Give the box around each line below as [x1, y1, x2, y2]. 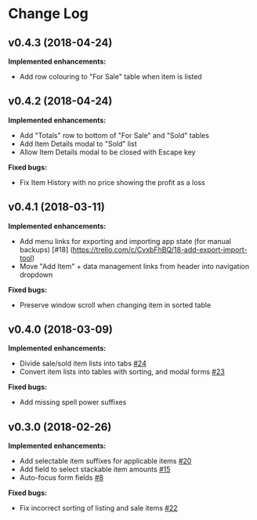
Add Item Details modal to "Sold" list [19, 139, 137, 148]
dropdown [19, 270, 53, 279]
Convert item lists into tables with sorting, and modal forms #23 [19, 367, 225, 376]
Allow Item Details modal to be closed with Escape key [19, 147, 196, 157]
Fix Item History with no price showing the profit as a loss [19, 177, 205, 187]
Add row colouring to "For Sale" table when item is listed [19, 72, 202, 81]
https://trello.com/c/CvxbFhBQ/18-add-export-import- [72, 245, 248, 254]
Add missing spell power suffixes [19, 398, 127, 407]
